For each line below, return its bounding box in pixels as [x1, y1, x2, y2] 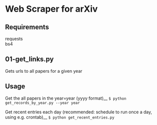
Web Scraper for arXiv [5, 3, 98, 15]
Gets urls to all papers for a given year [5, 68, 82, 74]
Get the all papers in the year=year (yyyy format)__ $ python [5, 95, 127, 101]
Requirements [5, 23, 49, 31]
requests [5, 36, 23, 42]
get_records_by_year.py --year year [5, 100, 80, 105]
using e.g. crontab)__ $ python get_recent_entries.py [5, 114, 114, 120]
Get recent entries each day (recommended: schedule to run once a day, [5, 109, 152, 115]
